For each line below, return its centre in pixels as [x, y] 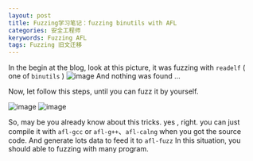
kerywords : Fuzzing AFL [48, 38]
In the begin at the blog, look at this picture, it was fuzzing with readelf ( [127, 67]
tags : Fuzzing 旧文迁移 [45, 45]
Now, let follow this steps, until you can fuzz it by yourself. [103, 91]
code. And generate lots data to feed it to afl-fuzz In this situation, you [125, 140]
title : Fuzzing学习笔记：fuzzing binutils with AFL [93, 23]
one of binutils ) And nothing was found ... [94, 76]
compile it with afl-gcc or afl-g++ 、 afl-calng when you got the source [125, 132]
